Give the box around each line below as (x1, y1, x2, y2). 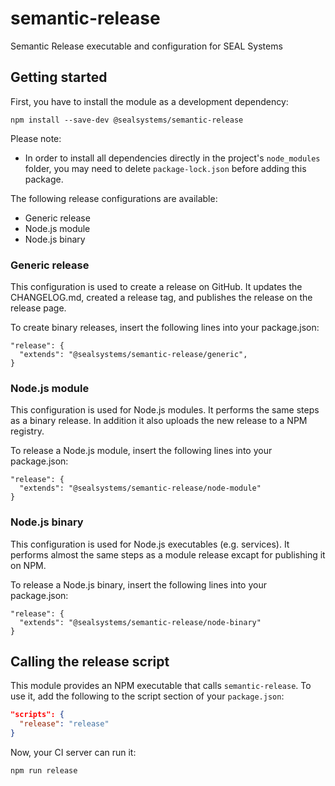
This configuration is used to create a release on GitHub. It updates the (10, 281, 303, 293)
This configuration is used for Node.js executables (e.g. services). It (10, 538, 290, 550)
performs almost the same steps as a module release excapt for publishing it (10, 548, 326, 561)
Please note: (10, 132, 62, 144)
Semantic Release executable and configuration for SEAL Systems (10, 40, 283, 52)
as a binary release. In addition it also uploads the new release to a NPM (10, 415, 308, 427)
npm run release (10, 766, 78, 776)
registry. (10, 425, 45, 437)
